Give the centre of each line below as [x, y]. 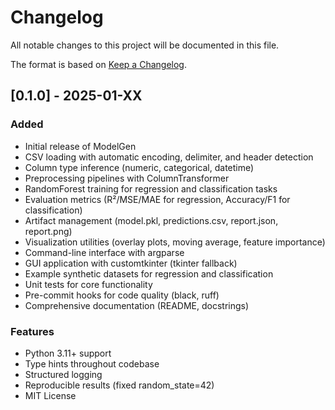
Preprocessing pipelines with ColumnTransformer [127, 178]
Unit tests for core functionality [88, 284]
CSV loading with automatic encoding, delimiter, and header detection [169, 157]
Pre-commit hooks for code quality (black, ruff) [122, 295]
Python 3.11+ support [68, 353]
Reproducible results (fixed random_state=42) [119, 385]
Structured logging [63, 374]
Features [32, 331]
